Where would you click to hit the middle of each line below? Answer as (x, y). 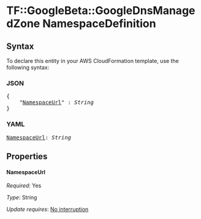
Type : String (22, 198)
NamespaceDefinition (99, 24)
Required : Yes (24, 186)
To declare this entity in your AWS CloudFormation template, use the (93, 61)
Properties (27, 156)
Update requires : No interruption (47, 209)
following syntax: (28, 67)
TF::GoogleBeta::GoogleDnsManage (101, 11)
